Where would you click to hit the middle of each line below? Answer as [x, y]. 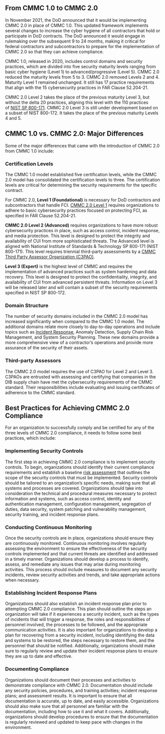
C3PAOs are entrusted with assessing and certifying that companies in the [81, 377]
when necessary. [23, 580]
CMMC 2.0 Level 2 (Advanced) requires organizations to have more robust [82, 225]
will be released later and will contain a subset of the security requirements [81, 287]
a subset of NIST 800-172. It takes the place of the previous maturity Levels [82, 113]
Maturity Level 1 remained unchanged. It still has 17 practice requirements [80, 82]
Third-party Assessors [33, 361]
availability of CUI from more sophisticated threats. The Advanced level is [80, 241]
